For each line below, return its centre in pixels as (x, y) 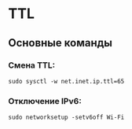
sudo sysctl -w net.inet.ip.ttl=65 (66, 81)
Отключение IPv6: (45, 101)
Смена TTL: (32, 65)
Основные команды (60, 43)
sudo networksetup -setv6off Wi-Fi (66, 118)
